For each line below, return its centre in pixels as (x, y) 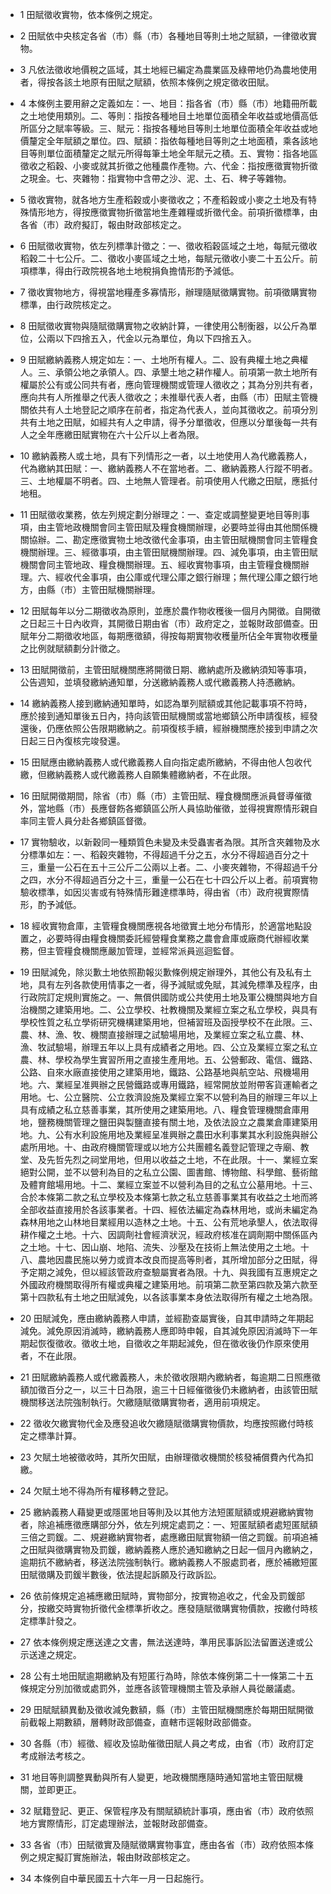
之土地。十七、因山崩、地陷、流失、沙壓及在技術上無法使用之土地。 (160, 1247)
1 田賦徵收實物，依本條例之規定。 (88, 14)
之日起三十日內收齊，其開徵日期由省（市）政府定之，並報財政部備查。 (164, 623)
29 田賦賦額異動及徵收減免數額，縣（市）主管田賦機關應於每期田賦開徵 (166, 1709)
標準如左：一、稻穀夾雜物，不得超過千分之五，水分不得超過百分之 (164, 854)
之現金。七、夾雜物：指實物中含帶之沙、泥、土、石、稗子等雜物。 (155, 178)
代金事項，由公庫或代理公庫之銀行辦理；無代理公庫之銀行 (191, 577)
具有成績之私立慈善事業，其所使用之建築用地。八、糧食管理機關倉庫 (160, 1109)
